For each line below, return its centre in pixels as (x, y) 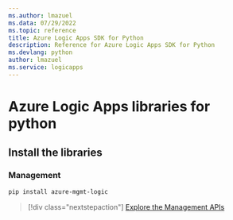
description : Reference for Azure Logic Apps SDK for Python (112, 45)
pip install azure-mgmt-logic (58, 191)
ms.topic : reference (43, 30)
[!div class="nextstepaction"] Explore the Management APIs (126, 206)
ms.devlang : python (41, 52)
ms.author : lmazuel (41, 15)
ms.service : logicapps (46, 68)
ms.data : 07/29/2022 (43, 23)
